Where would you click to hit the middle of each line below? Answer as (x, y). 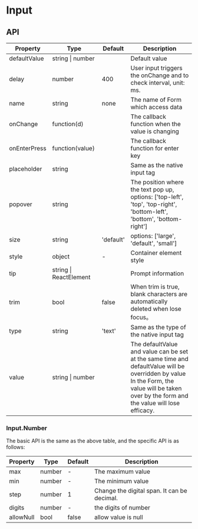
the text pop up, (152, 189)
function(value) (74, 148)
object (61, 257)
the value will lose (155, 403)
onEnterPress (28, 148)
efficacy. (143, 410)
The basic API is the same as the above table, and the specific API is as (93, 441)
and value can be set (159, 351)
